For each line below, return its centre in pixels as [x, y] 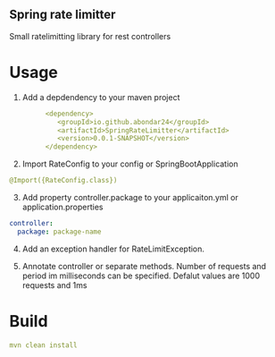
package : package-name [59, 232]
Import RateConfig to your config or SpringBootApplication [130, 164]
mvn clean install [43, 345]
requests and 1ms [54, 285]
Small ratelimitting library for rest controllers [90, 36]
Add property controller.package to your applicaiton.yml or [130, 197]
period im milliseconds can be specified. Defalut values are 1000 [141, 276]
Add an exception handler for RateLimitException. [113, 249]
